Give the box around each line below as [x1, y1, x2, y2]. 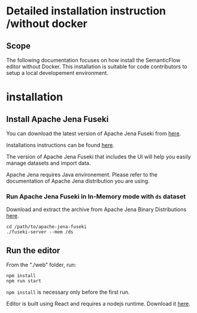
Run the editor [6, 245, 60, 256]
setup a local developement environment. [6, 69, 109, 76]
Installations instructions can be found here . [6, 142, 115, 148]
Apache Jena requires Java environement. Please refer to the [6, 171, 157, 178]
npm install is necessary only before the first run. [6, 288, 130, 296]
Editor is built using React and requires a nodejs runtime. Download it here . [6, 300, 190, 308]
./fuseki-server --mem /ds [6, 229, 74, 235]
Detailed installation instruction [6, 4, 166, 18]
